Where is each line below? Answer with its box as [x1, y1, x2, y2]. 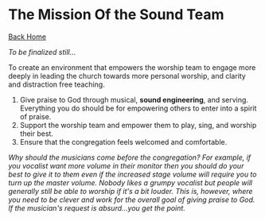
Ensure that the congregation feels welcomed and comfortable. [19, 137, 228, 146]
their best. [19, 129, 54, 138]
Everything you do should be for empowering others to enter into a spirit [19, 103, 257, 113]
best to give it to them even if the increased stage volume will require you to [8, 169, 257, 179]
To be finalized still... [8, 47, 76, 56]
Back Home [8, 32, 46, 41]
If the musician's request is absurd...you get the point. [8, 203, 185, 212]
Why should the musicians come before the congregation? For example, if [8, 153, 251, 162]
